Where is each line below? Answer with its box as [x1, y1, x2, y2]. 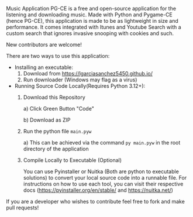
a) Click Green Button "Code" [23, 105, 95, 112]
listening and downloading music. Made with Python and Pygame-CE [6, 11, 173, 18]
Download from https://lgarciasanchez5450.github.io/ [23, 70, 153, 77]
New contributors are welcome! [6, 41, 82, 48]
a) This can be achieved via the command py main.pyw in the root [23, 139, 181, 146]
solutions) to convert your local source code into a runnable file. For [23, 174, 187, 181]
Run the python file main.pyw [23, 128, 92, 135]
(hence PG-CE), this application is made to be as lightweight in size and [6, 18, 178, 24]
